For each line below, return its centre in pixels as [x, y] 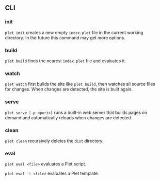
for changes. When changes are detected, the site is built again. [69, 89]
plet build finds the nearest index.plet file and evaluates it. [65, 61]
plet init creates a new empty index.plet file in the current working [74, 32]
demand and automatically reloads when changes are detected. [69, 118]
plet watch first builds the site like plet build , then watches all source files [80, 84]
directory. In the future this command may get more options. [65, 37]
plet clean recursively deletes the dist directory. [54, 141]
